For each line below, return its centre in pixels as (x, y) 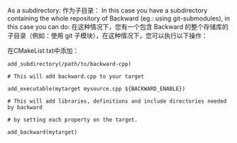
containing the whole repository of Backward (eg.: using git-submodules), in (119, 18)
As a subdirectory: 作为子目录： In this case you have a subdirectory (108, 10)
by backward (25, 108)
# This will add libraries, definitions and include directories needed (117, 101)
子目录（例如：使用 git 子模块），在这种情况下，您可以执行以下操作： (108, 35)
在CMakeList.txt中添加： (43, 51)
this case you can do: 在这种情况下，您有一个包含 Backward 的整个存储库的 (118, 27)
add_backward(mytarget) (43, 132)
